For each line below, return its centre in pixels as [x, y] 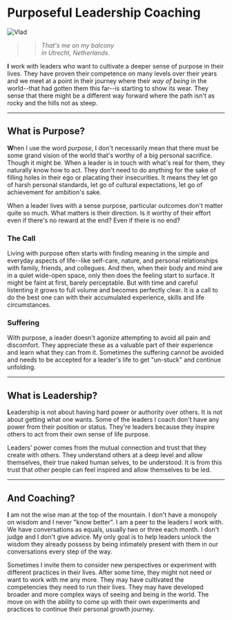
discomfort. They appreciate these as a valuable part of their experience [110, 345]
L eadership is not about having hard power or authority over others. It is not [115, 412]
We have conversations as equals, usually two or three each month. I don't [113, 529]
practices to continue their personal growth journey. [81, 609]
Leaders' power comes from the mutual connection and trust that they [107, 448]
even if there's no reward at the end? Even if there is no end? [94, 220]
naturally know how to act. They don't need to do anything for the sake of [112, 170]
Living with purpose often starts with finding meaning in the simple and [108, 254]
